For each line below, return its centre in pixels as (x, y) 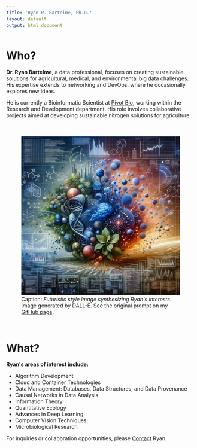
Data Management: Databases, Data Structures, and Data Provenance (101, 389)
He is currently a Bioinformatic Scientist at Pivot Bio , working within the (94, 103)
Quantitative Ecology (41, 408)
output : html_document (34, 25)
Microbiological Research (46, 427)
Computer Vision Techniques (51, 420)
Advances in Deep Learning (49, 414)
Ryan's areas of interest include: (47, 364)
